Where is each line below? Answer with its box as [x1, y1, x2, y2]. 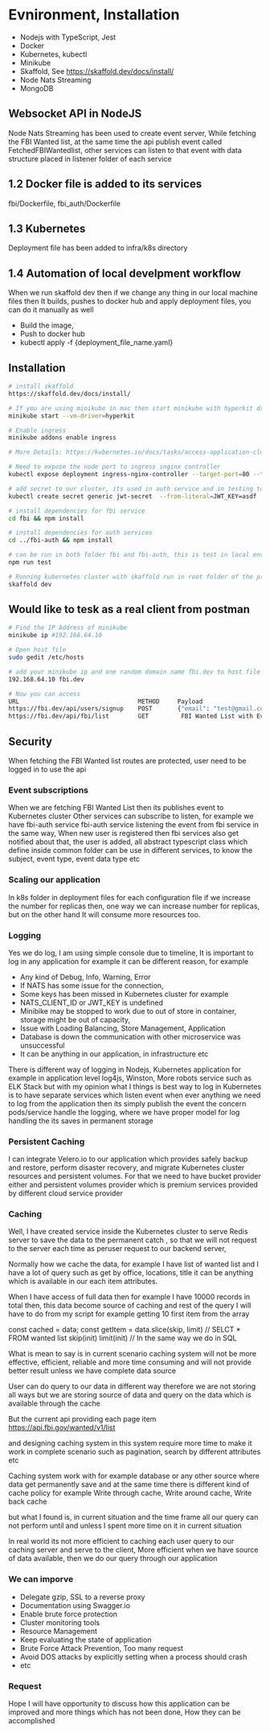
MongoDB [19, 83, 54, 93]
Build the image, [19, 320, 74, 331]
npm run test [8, 558, 52, 566]
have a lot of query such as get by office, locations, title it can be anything [8, 1268, 254, 1278]
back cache [8, 1496, 47, 1506]
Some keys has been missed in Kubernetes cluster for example [19, 989, 229, 998]
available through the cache [8, 1398, 100, 1409]
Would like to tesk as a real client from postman [8, 603, 251, 616]
